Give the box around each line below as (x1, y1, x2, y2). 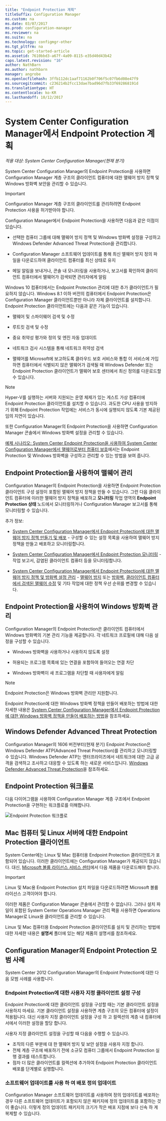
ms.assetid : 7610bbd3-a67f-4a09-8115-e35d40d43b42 (5, 53, 112, 58)
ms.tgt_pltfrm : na (5, 44, 43, 49)
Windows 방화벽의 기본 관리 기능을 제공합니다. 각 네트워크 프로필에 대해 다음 (5, 632, 154, 638)
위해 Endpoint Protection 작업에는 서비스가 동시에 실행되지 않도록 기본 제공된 (10, 407, 161, 413)
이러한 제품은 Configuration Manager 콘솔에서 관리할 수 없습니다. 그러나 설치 (5, 901, 156, 907)
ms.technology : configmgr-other (5, 40, 72, 45)
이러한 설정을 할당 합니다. (18, 1020, 68, 1026)
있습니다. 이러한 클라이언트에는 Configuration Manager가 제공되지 (18, 858, 148, 864)
